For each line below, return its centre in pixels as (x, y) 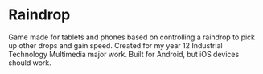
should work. (30, 63)
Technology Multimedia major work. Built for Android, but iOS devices (124, 54)
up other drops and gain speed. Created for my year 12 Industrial (115, 45)
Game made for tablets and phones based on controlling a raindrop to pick (132, 37)
